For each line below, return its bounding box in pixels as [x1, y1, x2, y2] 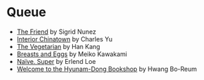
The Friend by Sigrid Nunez [16, 27, 96, 36]
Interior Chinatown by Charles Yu [16, 34, 113, 43]
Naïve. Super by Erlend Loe [16, 57, 96, 65]
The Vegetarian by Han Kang [16, 42, 101, 51]
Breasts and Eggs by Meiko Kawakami [16, 50, 128, 58]
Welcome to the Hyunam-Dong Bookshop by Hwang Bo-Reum [16, 65, 198, 73]
